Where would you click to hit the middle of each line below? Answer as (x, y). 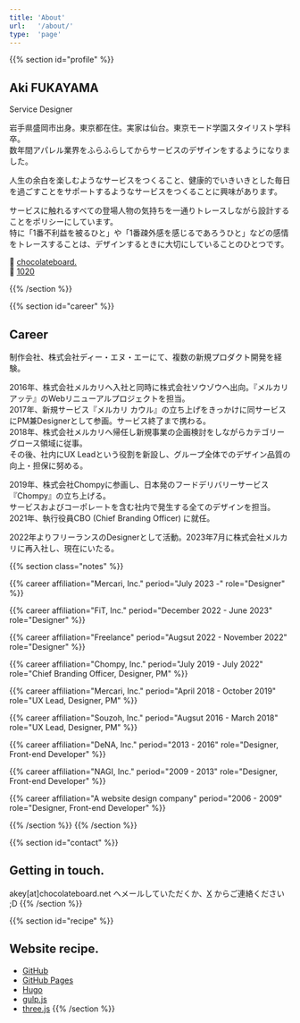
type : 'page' (36, 34)
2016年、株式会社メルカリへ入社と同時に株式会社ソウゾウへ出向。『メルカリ (149, 387)
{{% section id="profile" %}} (62, 60)
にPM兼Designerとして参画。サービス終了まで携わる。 (110, 421)
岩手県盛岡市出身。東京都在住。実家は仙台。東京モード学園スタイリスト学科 (150, 128)
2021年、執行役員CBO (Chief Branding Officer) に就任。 (112, 518)
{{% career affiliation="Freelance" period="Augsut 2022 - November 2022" (148, 637)
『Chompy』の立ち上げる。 (60, 496)
